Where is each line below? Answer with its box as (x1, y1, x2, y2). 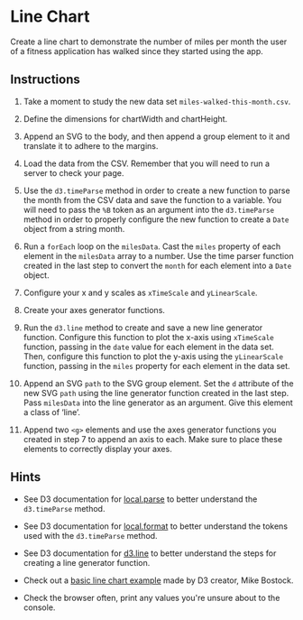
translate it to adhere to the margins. (23, 140, 159, 151)
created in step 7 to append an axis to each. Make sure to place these (23, 433, 283, 444)
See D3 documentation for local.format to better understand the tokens (23, 521, 288, 532)
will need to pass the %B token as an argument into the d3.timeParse (23, 204, 274, 215)
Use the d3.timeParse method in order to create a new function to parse (23, 185, 291, 196)
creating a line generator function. (23, 557, 151, 568)
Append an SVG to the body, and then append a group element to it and (23, 131, 290, 142)
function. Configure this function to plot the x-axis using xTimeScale (23, 331, 274, 342)
